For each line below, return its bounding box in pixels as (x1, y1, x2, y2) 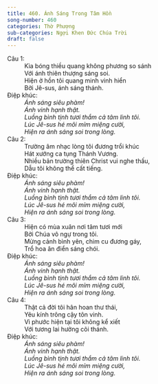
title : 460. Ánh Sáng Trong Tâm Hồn (7, 10, 112, 17)
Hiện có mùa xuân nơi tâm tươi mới (24, 223, 122, 231)
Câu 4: (7, 296, 26, 304)
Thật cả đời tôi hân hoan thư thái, (24, 303, 118, 312)
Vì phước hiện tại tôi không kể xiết (24, 318, 120, 326)
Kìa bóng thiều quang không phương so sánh (24, 62, 152, 70)
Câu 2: (7, 135, 26, 143)
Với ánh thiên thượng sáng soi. (24, 70, 111, 78)
